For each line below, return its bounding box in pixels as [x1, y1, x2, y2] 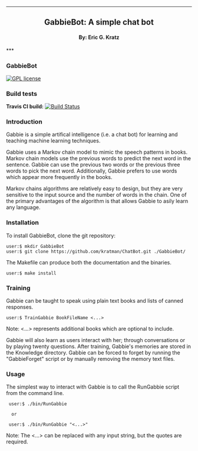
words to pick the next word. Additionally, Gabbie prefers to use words [6, 167, 177, 174]
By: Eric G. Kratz [78, 34, 120, 41]
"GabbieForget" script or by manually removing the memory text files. [6, 356, 175, 363]
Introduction [6, 118, 42, 126]
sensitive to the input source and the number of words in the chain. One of [6, 191, 187, 198]
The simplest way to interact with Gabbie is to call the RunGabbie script [6, 383, 180, 390]
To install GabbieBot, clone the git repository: [6, 232, 116, 239]
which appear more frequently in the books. [6, 174, 113, 181]
